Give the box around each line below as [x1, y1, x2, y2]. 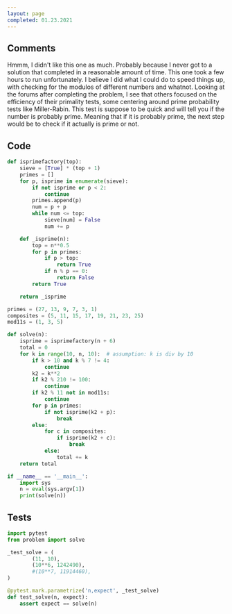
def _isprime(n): [19, 235, 70, 242]
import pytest [7, 529, 48, 537]
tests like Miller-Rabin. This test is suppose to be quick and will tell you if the [7, 105, 225, 113]
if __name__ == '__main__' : [7, 473, 89, 480]
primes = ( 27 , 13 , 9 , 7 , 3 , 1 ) [7, 306, 98, 313]
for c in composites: [44, 428, 107, 435]
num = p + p [32, 204, 67, 210]
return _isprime [19, 293, 67, 300]
